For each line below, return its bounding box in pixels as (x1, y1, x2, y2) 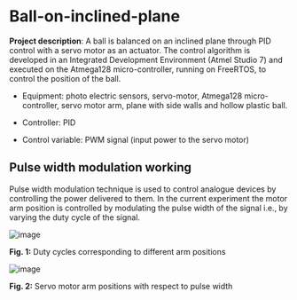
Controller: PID (21, 117, 76, 128)
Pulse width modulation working (9, 160, 192, 175)
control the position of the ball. (9, 73, 121, 83)
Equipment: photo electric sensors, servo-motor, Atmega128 (21, 91, 243, 101)
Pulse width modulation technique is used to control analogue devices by (9, 184, 277, 194)
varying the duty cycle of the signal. (9, 211, 140, 223)
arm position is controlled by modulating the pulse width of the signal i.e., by (9, 202, 288, 213)
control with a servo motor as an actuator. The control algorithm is (9, 44, 251, 55)
